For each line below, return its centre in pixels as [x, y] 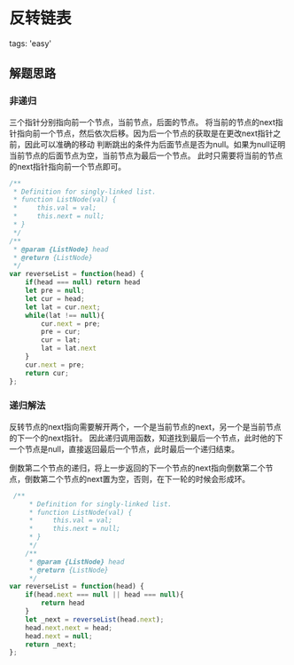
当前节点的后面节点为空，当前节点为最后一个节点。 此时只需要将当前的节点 [146, 155]
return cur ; [47, 373]
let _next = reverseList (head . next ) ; [95, 619]
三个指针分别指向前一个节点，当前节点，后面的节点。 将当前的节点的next [143, 122]
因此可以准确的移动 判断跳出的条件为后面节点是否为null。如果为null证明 [155, 144]
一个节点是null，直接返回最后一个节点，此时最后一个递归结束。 [124, 448]
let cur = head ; [55, 298]
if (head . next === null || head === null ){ [104, 595]
